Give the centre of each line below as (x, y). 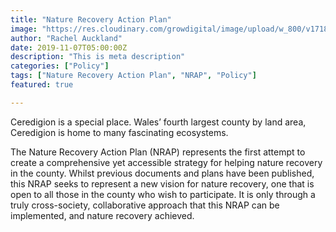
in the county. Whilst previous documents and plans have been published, (162, 173)
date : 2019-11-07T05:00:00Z (69, 47)
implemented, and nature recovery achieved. (102, 215)
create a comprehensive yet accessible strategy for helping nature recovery (166, 162)
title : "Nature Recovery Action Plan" (91, 19)
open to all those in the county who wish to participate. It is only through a (163, 194)
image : (24, 29)
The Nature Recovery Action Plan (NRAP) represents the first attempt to (158, 152)
